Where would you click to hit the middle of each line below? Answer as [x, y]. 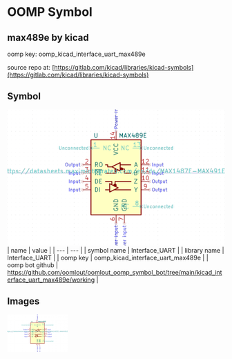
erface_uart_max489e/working [51, 280]
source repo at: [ [31, 67]
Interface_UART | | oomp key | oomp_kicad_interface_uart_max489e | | [108, 258]
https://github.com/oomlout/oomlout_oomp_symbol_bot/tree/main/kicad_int [115, 272]
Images [23, 301]
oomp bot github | [33, 265]
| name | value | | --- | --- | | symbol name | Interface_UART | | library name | [116, 250]
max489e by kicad [48, 38]
